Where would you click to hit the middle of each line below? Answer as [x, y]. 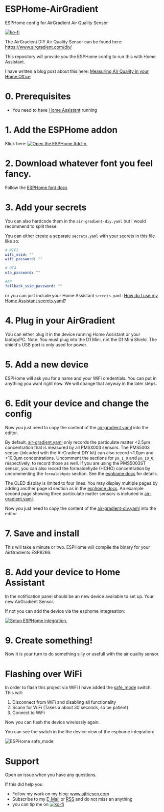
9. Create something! [49, 640]
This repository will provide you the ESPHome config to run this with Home [80, 56]
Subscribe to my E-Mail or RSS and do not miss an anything [72, 799]
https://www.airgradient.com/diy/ [38, 47]
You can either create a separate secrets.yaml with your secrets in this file [80, 236]
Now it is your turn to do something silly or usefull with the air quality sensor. [82, 654]
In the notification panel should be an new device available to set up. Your [80, 596]
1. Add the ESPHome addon [61, 130]
